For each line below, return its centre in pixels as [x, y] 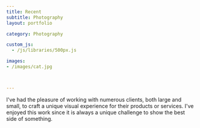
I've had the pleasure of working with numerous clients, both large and [94, 99]
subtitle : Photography [35, 17]
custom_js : [20, 45]
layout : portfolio [29, 23]
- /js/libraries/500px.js [44, 50]
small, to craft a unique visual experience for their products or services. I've [100, 106]
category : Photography [35, 34]
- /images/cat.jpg [29, 67]
